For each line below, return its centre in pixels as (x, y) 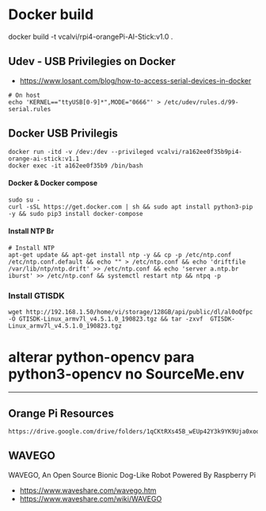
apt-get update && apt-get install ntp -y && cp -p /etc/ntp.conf (120, 255)
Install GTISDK (36, 295)
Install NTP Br (31, 231)
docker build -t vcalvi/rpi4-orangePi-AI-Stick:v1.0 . (91, 36)
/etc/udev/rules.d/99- (201, 102)
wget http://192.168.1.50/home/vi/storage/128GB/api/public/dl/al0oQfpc (131, 312)
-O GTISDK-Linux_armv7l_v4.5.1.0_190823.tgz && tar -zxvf (106, 319)
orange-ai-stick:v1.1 (44, 159)
